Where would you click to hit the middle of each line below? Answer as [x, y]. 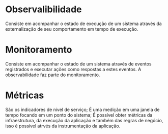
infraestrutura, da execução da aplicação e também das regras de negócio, [84, 120]
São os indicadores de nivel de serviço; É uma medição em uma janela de [82, 109]
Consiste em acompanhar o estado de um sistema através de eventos [78, 64]
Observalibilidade [44, 9]
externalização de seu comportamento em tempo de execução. [72, 29]
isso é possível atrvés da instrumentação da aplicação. [63, 126]
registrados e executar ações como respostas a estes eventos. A [73, 69]
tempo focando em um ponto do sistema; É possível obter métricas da [79, 115]
